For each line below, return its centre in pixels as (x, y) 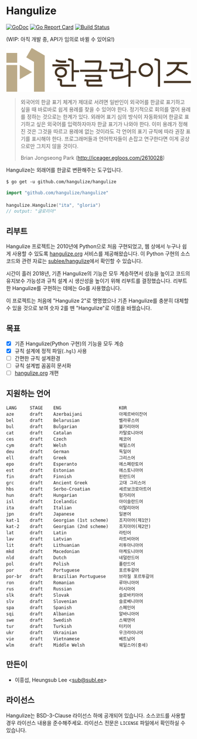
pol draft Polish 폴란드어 (71, 564)
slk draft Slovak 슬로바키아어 (75, 595)
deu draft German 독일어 (69, 452)
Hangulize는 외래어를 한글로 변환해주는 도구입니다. (64, 170)
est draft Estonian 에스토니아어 (75, 471)
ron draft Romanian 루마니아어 (73, 583)
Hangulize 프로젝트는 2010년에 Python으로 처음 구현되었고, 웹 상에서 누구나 (94, 246)
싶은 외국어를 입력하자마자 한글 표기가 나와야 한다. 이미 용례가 (106, 124)
